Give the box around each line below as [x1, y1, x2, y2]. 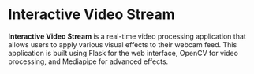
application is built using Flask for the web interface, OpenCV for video [8, 48, 239, 57]
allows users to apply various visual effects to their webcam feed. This [8, 39, 237, 49]
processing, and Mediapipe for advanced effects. [8, 57, 169, 66]
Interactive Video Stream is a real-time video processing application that [8, 31, 246, 41]
